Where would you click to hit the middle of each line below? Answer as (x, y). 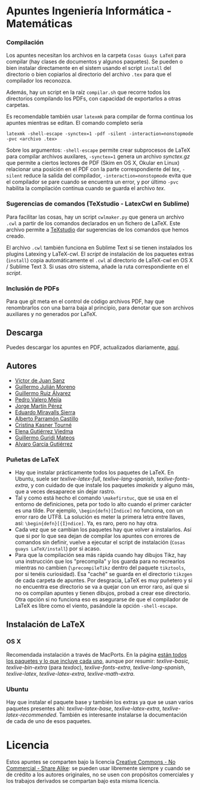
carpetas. (18, 105)
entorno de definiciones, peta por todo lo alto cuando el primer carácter (103, 504)
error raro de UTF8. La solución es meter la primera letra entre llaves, (100, 517)
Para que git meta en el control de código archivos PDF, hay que (85, 301)
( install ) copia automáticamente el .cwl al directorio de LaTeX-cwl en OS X (99, 260)
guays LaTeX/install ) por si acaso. (58, 549)
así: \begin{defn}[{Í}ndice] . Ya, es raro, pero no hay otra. (86, 523)
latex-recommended (31, 715)
